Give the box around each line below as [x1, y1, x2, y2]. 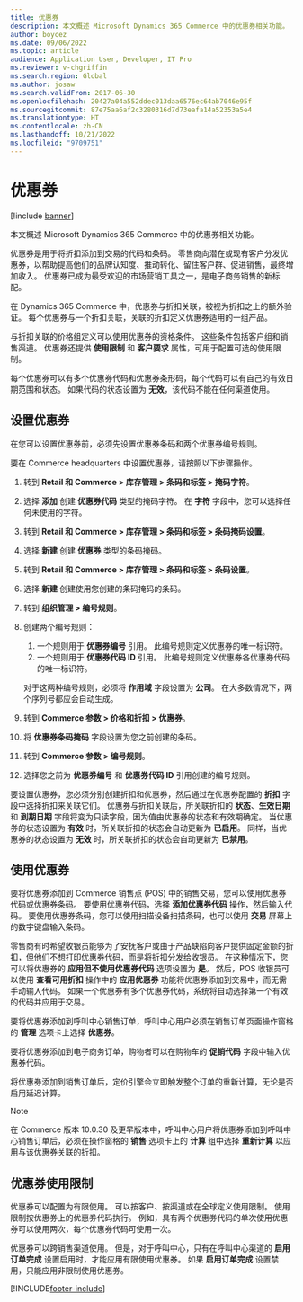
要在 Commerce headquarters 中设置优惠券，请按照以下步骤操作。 [10, 457, 257, 468]
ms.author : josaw [10, 80, 76, 89]
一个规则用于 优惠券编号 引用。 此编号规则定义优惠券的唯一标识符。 [36, 640, 289, 651]
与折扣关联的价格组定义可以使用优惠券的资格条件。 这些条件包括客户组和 [10, 331, 281, 341]
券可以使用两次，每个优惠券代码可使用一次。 [10, 1224, 176, 1235]
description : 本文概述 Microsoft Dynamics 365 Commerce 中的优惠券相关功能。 [10, 22, 290, 31]
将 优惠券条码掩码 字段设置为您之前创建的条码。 [22, 731, 201, 742]
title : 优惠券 [10, 13, 59, 22]
